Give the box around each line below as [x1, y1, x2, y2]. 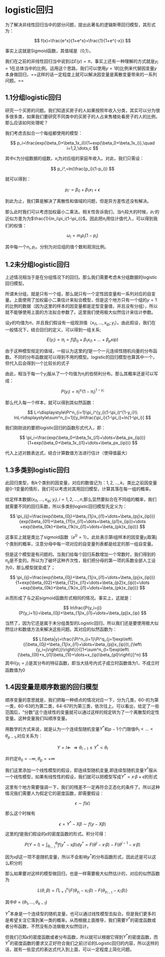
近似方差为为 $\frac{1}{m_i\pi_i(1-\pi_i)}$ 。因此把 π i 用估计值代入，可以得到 [5, 216, 154, 223]
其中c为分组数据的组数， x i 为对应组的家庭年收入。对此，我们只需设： [5, 155, 144, 162]
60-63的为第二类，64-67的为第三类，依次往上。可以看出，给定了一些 [18, 703, 160, 709]
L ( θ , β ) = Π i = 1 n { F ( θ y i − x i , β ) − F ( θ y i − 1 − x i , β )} [37, 886, 128, 895]
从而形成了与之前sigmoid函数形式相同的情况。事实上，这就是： [5, 595, 133, 601]
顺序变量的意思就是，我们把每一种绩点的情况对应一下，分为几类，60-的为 [5, 696, 155, 703]
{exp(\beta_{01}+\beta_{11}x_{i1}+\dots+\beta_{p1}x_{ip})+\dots [19, 518, 146, 524]
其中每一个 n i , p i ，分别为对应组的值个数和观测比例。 [5, 244, 109, 251]
